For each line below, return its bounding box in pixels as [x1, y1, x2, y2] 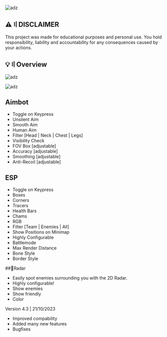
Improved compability [12, 316, 57, 322]
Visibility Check [12, 138, 45, 144]
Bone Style [12, 250, 35, 257]
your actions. [5, 44, 32, 50]
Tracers [12, 203, 28, 209]
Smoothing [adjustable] [12, 154, 61, 160]
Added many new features [12, 321, 67, 327]
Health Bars [12, 208, 37, 214]
